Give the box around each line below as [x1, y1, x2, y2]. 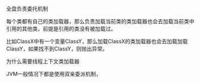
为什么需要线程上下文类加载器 [6, 58, 79, 65]
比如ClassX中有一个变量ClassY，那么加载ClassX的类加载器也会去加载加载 [6, 38, 188, 44]
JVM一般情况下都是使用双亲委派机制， [6, 71, 101, 77]
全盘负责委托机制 [6, 5, 48, 12]
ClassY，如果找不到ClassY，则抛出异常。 [6, 45, 108, 52]
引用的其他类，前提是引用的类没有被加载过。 [6, 25, 116, 32]
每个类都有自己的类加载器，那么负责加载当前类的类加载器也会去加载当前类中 [6, 18, 195, 25]
